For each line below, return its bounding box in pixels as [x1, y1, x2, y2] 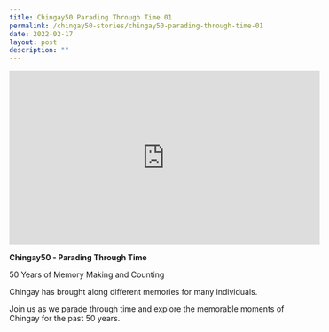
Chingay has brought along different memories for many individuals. [9, 287, 258, 297]
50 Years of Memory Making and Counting [9, 269, 165, 280]
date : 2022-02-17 [9, 29, 74, 38]
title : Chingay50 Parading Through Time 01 [9, 12, 173, 22]
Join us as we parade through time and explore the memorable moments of [9, 304, 285, 314]
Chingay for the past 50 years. [9, 313, 121, 324]
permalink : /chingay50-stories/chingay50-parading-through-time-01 [9, 21, 264, 30]
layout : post [9, 37, 58, 47]
